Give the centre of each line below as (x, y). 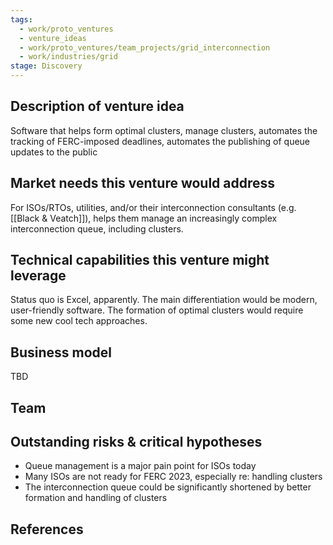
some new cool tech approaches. (79, 321)
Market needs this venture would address (143, 183)
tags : (21, 19)
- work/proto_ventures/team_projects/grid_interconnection (145, 47)
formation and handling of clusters (96, 498)
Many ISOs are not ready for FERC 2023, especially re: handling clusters (173, 477)
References (47, 529)
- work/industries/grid (68, 57)
